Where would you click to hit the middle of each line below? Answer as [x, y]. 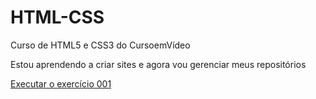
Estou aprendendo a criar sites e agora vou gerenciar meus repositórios [158, 64]
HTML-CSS [57, 17]
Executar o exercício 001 [61, 83]
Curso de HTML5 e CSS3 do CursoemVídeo [100, 45]
